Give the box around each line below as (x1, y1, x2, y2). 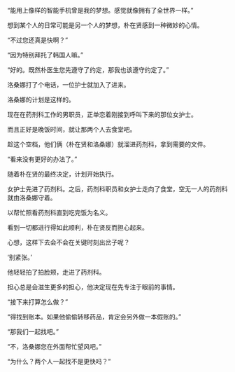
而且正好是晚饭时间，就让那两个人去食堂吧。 (7, 125, 136, 133)
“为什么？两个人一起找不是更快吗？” (7, 357, 111, 366)
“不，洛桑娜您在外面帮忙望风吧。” (7, 343, 102, 350)
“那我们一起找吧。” (7, 328, 59, 336)
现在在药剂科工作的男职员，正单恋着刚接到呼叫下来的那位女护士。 (7, 111, 197, 118)
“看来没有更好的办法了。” (7, 155, 78, 163)
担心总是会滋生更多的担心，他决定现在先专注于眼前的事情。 (7, 283, 179, 291)
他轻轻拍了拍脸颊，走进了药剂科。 (7, 268, 106, 276)
